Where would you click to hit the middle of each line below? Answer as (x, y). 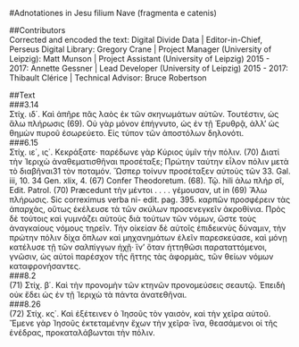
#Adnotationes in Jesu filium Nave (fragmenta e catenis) (113, 13)
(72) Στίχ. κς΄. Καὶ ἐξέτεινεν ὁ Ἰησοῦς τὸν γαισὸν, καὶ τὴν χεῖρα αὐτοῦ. (140, 313)
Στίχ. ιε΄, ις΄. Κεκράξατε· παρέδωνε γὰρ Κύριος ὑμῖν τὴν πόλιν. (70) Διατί (145, 152)
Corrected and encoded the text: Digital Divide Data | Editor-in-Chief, (136, 40)
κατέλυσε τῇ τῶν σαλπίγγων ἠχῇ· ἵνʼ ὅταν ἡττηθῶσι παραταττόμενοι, (138, 247)
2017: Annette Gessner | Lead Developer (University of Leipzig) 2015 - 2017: (149, 68)
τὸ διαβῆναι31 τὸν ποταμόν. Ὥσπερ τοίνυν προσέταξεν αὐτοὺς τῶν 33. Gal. (150, 171)
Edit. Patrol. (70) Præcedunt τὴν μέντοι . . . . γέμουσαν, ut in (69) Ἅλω (138, 190)
